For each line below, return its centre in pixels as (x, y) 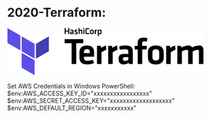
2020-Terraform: (57, 13)
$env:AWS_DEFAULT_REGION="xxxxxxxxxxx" (72, 108)
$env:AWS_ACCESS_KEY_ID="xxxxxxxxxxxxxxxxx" (80, 93)
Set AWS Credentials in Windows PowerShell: (71, 86)
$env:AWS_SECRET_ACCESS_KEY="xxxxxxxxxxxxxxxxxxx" (91, 100)
